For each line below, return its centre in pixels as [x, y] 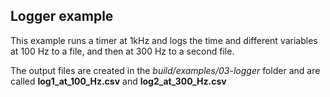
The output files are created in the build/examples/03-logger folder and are [165, 70]
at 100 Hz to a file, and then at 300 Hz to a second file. [122, 51]
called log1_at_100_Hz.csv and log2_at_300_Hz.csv [118, 81]
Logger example [62, 16]
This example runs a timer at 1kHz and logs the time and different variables [164, 40]
